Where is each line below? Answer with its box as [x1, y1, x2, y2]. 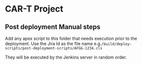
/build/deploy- [101, 42, 132, 47]
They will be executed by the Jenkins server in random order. [5, 54, 127, 60]
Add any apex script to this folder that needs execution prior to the [5, 35, 138, 41]
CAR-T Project [5, 3, 64, 15]
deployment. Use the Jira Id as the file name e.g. [5, 41, 102, 47]
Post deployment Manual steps [5, 23, 100, 31]
